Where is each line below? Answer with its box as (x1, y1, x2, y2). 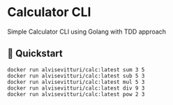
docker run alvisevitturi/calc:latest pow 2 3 (7, 90, 145, 98)
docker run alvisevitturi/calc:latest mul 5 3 (7, 78, 145, 85)
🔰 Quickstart (7, 48, 63, 59)
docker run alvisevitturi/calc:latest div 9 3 (7, 85, 145, 92)
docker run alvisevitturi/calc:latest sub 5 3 (7, 72, 145, 79)
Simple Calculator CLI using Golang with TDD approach (7, 27, 166, 36)
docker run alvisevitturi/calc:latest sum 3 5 (7, 66, 145, 73)
